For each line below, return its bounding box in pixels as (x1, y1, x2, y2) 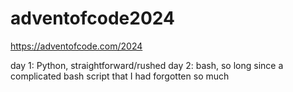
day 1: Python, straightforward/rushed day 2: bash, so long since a (10, 59, 284, 71)
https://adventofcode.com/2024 (10, 40, 143, 52)
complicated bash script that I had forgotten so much (10, 70, 230, 82)
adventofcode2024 (10, 7, 175, 30)
